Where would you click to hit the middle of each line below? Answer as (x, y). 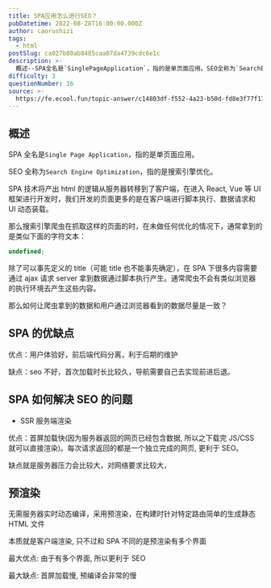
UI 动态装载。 (31, 209)
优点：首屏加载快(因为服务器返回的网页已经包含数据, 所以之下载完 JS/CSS (131, 438)
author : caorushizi (41, 31)
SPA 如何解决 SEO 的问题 (71, 400)
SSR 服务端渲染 (46, 421)
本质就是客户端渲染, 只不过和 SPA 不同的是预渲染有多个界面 (108, 541)
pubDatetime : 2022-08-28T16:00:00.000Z (75, 23)
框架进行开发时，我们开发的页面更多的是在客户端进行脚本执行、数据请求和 (132, 199)
